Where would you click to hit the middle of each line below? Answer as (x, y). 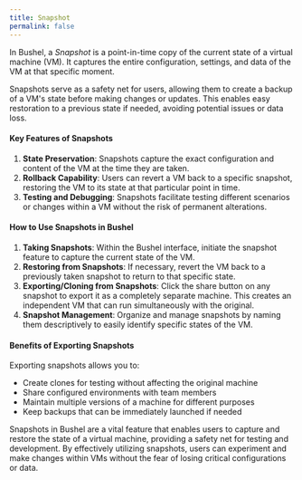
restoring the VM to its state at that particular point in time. (131, 187)
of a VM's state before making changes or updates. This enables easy (140, 98)
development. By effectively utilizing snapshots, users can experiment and (148, 448)
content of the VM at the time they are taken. (106, 168)
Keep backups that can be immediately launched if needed (132, 412)
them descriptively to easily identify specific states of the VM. (137, 324)
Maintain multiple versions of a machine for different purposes (138, 402)
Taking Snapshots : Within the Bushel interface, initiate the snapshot (150, 247)
